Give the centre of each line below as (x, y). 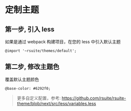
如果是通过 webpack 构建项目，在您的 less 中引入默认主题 (63, 42)
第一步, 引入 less (30, 29)
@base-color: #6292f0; (28, 88)
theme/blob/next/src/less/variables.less (56, 103)
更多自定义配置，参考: (39, 98)
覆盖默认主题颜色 (22, 79)
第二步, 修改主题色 (32, 67)
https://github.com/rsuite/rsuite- (94, 98)
